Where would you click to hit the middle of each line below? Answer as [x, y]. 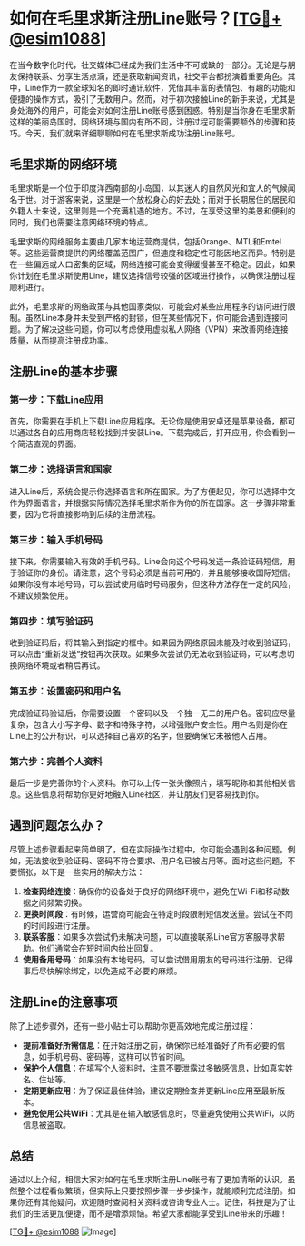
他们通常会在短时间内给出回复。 [98, 948]
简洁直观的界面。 [49, 444]
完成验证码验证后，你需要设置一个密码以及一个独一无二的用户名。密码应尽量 [152, 713]
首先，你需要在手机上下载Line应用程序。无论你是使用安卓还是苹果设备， [144, 421]
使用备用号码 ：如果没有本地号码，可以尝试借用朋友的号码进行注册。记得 [157, 959]
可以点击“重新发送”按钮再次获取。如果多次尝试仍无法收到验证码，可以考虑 [148, 654]
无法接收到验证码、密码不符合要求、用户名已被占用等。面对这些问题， [156, 861]
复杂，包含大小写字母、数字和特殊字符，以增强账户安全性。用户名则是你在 [148, 724]
